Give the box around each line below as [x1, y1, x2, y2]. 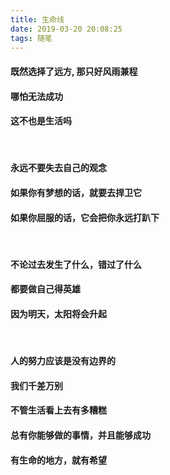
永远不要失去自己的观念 [10, 162, 107, 174]
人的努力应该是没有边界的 [10, 355, 116, 367]
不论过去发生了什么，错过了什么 [10, 258, 142, 270]
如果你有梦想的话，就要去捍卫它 [10, 186, 142, 198]
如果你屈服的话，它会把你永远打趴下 [10, 211, 160, 223]
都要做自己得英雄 [10, 283, 81, 295]
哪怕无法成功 [10, 90, 63, 102]
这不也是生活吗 [10, 115, 72, 127]
